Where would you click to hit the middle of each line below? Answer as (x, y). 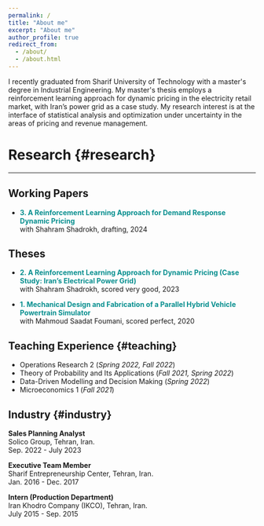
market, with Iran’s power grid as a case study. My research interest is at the (132, 106)
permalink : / (29, 15)
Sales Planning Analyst (47, 433)
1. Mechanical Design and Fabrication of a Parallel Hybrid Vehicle (128, 305)
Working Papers (48, 194)
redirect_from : (33, 45)
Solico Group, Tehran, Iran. (52, 442)
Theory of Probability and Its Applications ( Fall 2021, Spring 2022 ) (126, 373)
